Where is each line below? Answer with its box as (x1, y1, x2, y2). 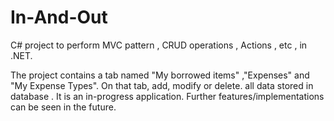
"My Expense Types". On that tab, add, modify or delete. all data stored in (10, 79, 314, 91)
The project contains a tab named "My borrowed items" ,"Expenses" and (10, 69, 310, 81)
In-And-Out (10, 6, 108, 29)
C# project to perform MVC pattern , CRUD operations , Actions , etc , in (10, 39, 308, 51)
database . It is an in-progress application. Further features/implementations (10, 90, 325, 102)
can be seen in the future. (10, 101, 117, 113)
